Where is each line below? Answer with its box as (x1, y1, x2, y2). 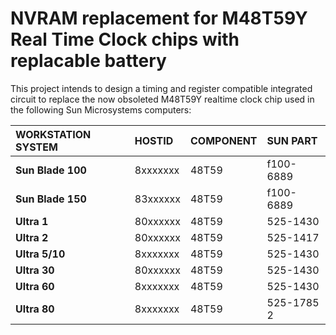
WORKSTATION (15, 127, 92, 141)
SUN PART (266, 133, 318, 147)
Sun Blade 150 (15, 192, 87, 206)
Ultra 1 (15, 214, 49, 228)
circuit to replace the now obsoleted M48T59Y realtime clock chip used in (10, 93, 315, 105)
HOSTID (134, 133, 174, 147)
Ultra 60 (15, 279, 55, 293)
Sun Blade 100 (15, 163, 87, 177)
